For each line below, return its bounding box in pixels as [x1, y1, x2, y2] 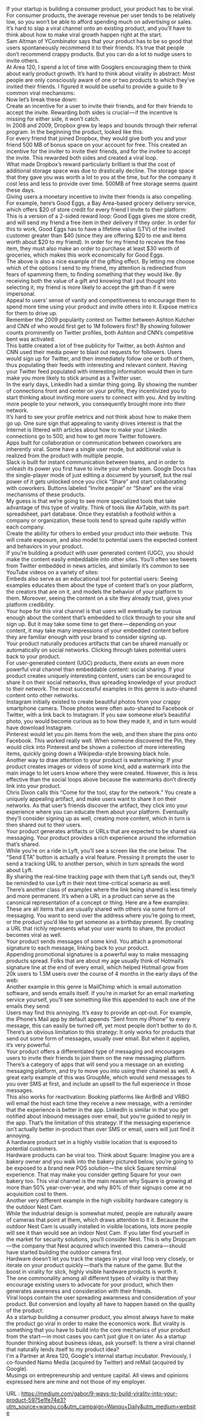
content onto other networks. [6, 692, 80, 699]
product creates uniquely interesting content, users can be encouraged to [6, 672, 191, 679]
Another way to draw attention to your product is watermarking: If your [6, 756, 183, 764]
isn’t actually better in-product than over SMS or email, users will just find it [6, 1126, 195, 1132]
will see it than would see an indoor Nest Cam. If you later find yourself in [6, 1229, 189, 1236]
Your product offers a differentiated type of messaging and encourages [6, 1048, 185, 1055]
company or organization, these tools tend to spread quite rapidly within [6, 517, 186, 524]
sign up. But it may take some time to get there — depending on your [6, 620, 177, 627]
